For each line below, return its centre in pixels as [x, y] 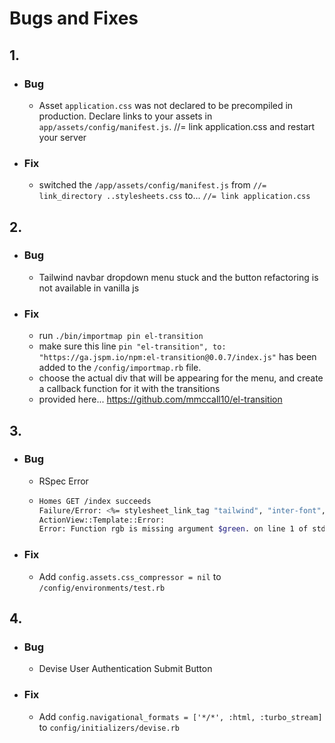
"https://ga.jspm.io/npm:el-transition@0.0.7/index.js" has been [177, 357]
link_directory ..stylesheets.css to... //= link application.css [174, 196]
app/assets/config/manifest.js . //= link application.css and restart [177, 126]
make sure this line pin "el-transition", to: [132, 346]
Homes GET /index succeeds [95, 501]
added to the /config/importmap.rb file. [120, 368]
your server [62, 137]
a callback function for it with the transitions [129, 389]
